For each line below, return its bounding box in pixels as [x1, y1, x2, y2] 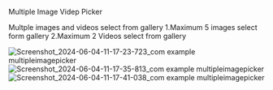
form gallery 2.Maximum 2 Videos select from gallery [8, 32, 187, 41]
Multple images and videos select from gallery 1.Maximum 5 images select [8, 23, 258, 32]
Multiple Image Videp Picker [8, 7, 103, 16]
